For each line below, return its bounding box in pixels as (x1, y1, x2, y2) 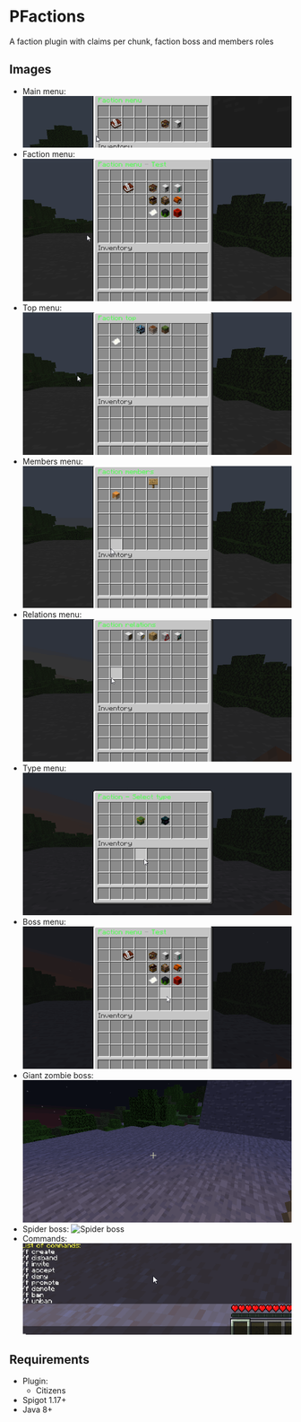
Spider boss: (21, 1223, 70, 1234)
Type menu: (21, 763, 67, 773)
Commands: (21, 1233, 68, 1243)
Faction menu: (21, 148, 76, 159)
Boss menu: (21, 917, 67, 928)
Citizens (35, 1385, 66, 1396)
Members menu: (21, 456, 83, 467)
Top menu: (21, 302, 63, 313)
